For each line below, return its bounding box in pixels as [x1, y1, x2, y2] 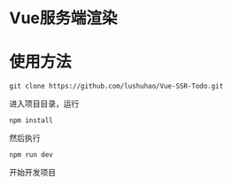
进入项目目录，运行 [9, 98, 80, 109]
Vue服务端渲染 [9, 8, 118, 28]
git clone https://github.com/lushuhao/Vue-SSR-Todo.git [9, 81, 224, 91]
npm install [9, 116, 53, 125]
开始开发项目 [9, 167, 56, 178]
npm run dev [9, 151, 53, 159]
